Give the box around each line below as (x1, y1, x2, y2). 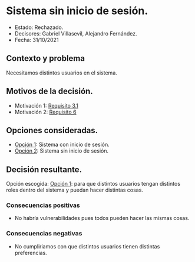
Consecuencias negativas (6, 229, 82, 238)
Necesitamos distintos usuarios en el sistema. (6, 69, 118, 76)
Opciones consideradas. (6, 125, 98, 135)
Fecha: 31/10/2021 (14, 36, 59, 43)
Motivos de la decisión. (6, 86, 93, 96)
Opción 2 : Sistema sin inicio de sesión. (14, 147, 109, 154)
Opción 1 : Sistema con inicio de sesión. (14, 141, 110, 148)
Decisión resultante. (6, 164, 82, 174)
